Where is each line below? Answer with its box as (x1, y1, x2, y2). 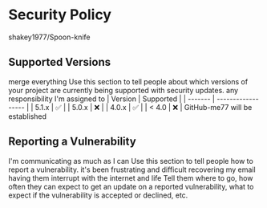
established (8, 111, 47, 121)
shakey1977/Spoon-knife (8, 32, 91, 42)
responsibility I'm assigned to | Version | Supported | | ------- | (8, 94, 215, 104)
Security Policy (8, 6, 112, 24)
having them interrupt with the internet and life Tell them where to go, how (8, 173, 253, 182)
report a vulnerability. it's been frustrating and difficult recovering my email (8, 165, 256, 174)
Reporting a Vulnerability (8, 135, 136, 149)
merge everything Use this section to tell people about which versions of (8, 76, 249, 86)
